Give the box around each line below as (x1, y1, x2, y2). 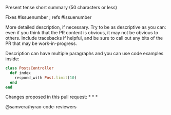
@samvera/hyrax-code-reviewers (5, 104, 77, 110)
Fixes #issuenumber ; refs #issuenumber (5, 14, 92, 20)
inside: (5, 56, 20, 62)
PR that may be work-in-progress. (5, 40, 77, 47)
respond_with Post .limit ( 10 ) (14, 75, 77, 80)
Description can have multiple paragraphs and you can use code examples (5, 51, 164, 56)
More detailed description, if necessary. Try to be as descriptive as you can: (5, 24, 166, 30)
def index (10, 70, 31, 76)
